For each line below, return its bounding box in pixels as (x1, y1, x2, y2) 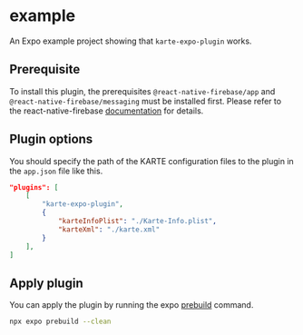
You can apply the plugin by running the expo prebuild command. (9, 300, 254, 310)
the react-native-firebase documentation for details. (9, 105, 204, 116)
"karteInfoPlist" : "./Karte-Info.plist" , (57, 217, 218, 226)
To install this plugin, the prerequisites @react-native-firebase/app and (9, 85, 276, 96)
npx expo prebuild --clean (9, 317, 112, 327)
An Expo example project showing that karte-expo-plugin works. (9, 35, 252, 46)
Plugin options (9, 132, 93, 147)
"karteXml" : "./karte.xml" (57, 224, 161, 234)
